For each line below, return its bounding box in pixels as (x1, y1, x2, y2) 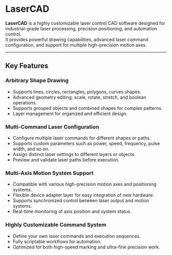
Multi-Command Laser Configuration (5, 123, 99, 130)
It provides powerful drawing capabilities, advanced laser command (5, 36, 148, 43)
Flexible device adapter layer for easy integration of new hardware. (12, 192, 155, 198)
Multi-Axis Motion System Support (5, 169, 94, 176)
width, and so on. (12, 146, 50, 152)
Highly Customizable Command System (5, 221, 106, 228)
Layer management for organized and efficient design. (12, 110, 128, 116)
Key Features (5, 62, 49, 70)
